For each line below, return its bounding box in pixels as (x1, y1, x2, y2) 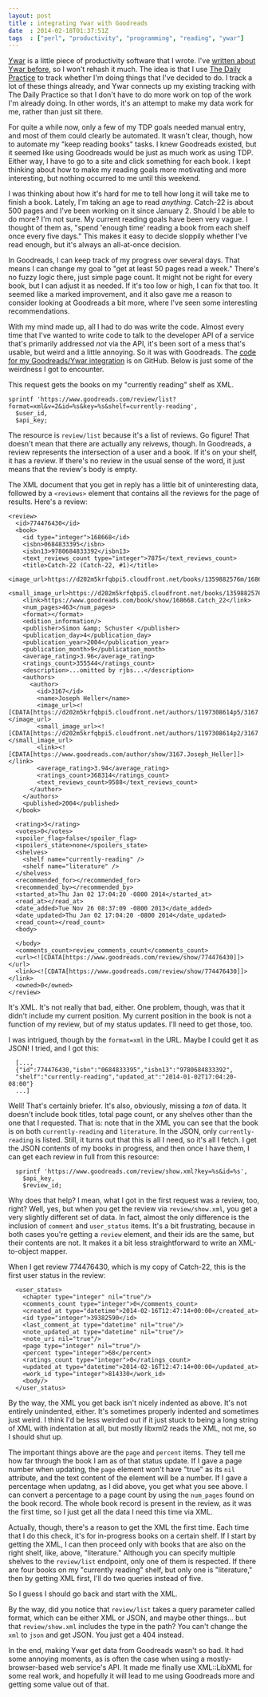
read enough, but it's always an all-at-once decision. (8, 240, 182, 250)
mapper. (40, 1247, 68, 1256)
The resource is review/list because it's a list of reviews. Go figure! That (8, 430, 250, 440)
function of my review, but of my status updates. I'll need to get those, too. (8, 1019, 254, 1029)
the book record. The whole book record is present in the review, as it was (8, 1499, 252, 1508)
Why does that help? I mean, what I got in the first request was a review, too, (8, 1195, 260, 1205)
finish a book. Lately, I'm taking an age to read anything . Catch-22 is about (8, 198, 254, 207)
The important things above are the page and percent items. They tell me (8, 1447, 246, 1457)
